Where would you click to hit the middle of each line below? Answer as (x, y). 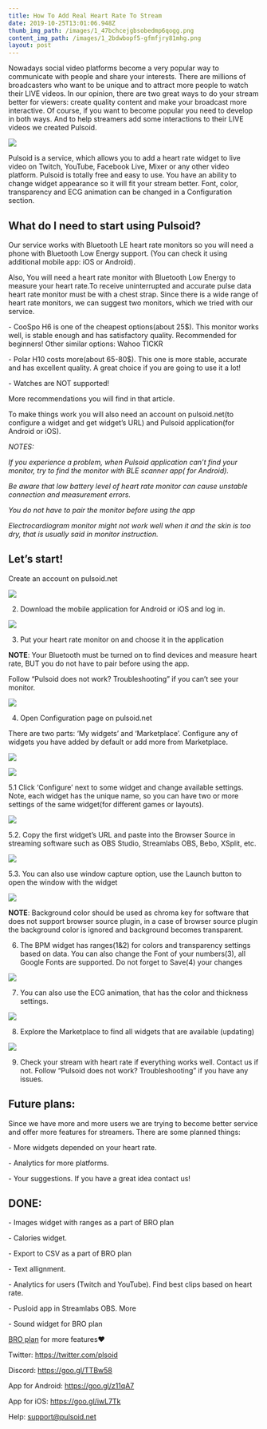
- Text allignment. (37, 1269)
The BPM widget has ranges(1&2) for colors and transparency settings (135, 945)
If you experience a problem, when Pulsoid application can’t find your (123, 462)
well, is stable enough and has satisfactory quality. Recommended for (122, 335)
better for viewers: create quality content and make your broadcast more (128, 102)
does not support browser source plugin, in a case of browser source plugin (133, 921)
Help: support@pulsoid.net (53, 1417)
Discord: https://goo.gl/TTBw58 (61, 1371)
